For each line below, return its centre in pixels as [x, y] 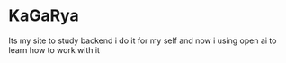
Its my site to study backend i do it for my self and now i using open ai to [143, 40]
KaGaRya [44, 16]
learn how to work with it [54, 49]
